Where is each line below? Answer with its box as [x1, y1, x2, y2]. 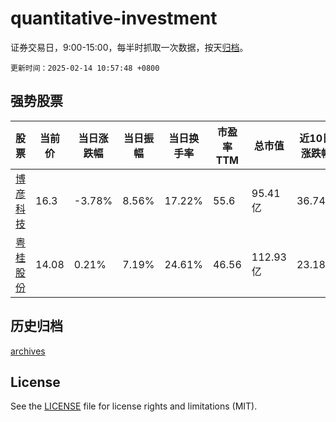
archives [10, 345, 46, 357]
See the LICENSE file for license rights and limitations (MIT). [10, 400, 258, 412]
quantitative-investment [10, 7, 218, 30]
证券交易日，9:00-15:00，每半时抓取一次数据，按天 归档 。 [10, 41, 249, 53]
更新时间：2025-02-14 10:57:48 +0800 [10, 63, 160, 73]
